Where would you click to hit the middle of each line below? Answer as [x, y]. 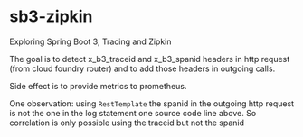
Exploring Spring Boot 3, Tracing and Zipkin [90, 41]
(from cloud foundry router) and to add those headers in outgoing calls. [142, 68]
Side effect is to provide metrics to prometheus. [98, 86]
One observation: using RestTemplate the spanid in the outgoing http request [152, 103]
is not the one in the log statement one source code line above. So [133, 113]
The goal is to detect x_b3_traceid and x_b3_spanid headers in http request [150, 59]
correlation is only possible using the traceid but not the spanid [127, 123]
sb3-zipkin [51, 17]
